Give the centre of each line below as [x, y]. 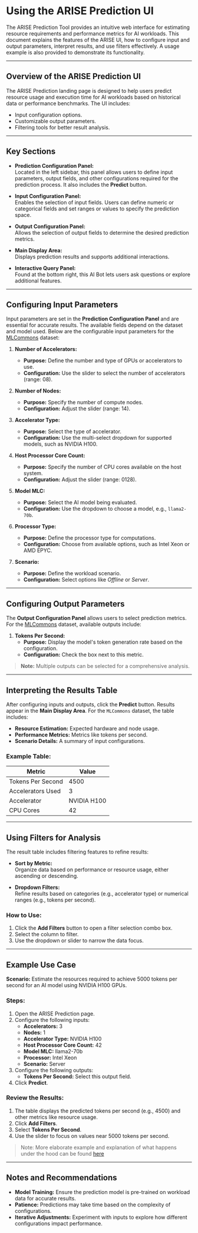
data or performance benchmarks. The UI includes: [68, 103]
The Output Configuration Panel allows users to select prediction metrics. [96, 618]
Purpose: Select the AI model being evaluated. [80, 502]
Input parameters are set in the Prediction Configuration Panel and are [93, 319]
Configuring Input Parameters [62, 305]
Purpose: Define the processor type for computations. [90, 538]
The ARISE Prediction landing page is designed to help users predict [89, 90]
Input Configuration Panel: [48, 196]
